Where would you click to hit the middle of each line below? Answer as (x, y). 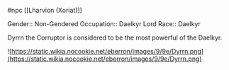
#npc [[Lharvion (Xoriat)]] (45, 10)
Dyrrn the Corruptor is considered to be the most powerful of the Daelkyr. (115, 37)
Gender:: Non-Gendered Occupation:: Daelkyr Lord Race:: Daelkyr (104, 24)
